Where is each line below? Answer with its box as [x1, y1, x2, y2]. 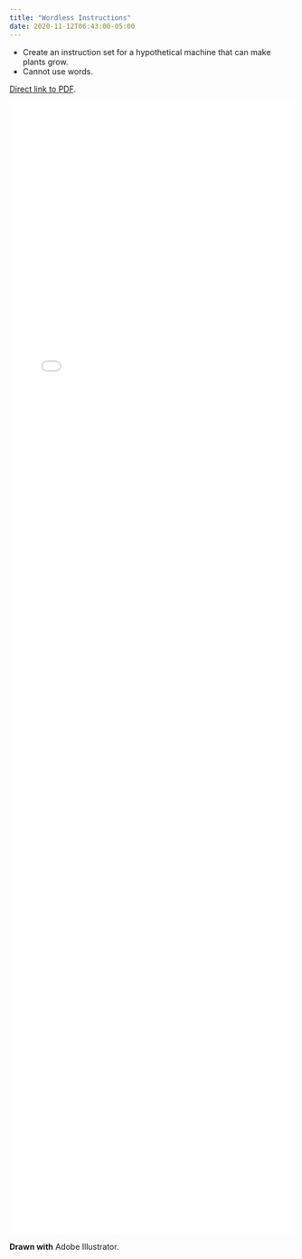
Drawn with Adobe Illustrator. [9, 1241, 119, 1252]
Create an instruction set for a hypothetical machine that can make [22, 46, 271, 57]
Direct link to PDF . [9, 83, 77, 94]
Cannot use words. [22, 65, 93, 77]
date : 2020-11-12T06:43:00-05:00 [9, 22, 136, 31]
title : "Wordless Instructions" [9, 13, 131, 23]
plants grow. [22, 56, 69, 67]
